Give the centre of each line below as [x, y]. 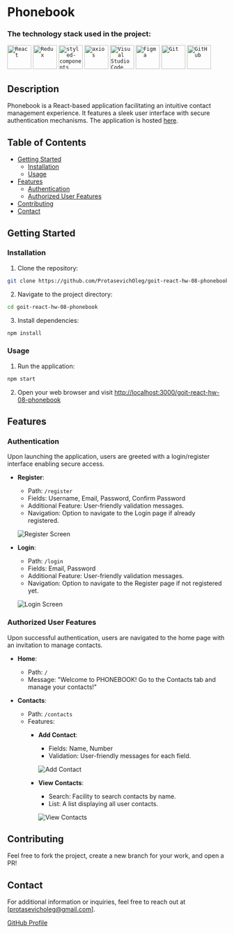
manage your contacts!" [62, 687]
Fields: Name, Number [81, 748]
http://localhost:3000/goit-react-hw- [167, 392]
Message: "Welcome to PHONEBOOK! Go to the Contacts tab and [122, 679]
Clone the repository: [48, 268]
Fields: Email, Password [62, 568]
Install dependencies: [48, 320]
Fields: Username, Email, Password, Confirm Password [107, 499]
